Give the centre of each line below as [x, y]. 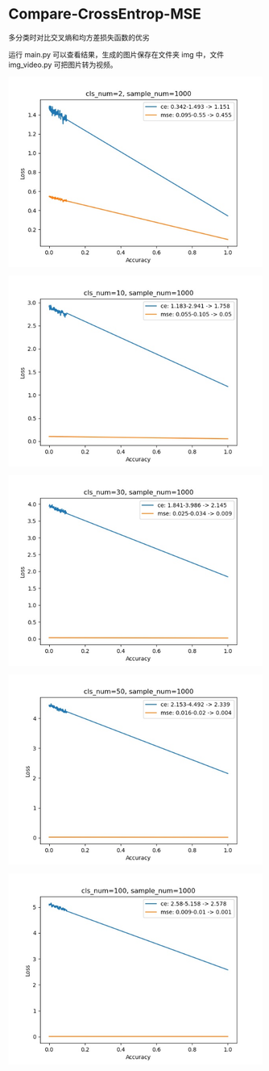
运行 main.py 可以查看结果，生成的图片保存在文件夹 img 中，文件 [116, 54]
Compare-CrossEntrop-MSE [105, 14]
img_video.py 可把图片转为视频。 [63, 65]
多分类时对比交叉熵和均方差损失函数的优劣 [79, 37]
